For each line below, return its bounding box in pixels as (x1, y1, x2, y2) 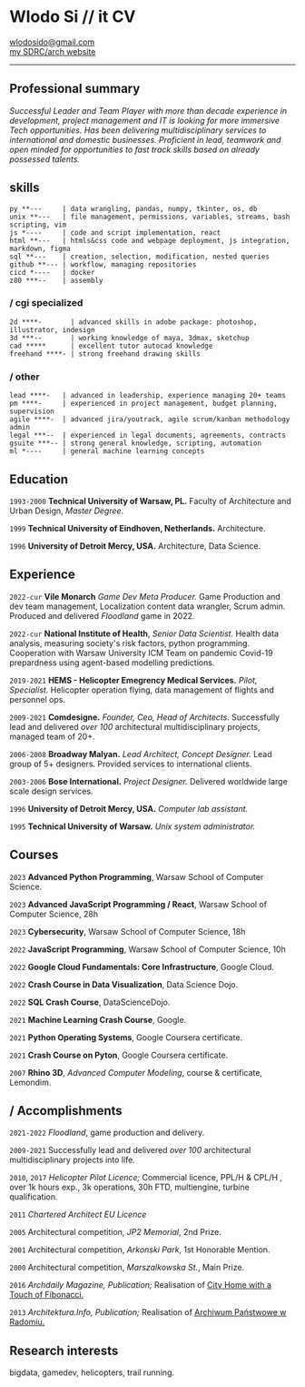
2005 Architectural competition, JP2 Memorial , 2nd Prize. (9, 1227, 222, 1238)
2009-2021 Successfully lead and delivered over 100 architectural (9, 1145, 251, 1156)
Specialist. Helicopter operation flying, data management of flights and (9, 684, 274, 695)
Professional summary (9, 81, 141, 96)
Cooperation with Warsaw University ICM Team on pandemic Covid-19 (9, 647, 274, 658)
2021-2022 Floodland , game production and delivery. (9, 1127, 205, 1139)
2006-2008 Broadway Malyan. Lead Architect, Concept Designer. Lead (9, 748, 272, 759)
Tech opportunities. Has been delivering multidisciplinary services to (9, 125, 267, 136)
